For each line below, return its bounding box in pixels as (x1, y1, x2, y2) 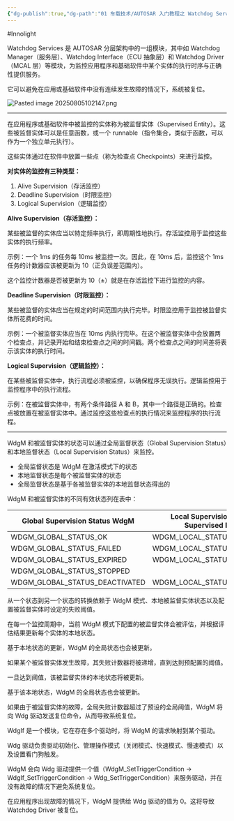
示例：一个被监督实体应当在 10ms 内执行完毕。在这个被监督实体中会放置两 (7, 329, 221, 337)
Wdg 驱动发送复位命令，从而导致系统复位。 (15, 711, 141, 720)
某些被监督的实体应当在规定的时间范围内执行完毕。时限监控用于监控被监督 (7, 305, 221, 314)
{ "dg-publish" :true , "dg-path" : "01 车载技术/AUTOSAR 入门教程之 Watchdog (7, 10, 214, 17)
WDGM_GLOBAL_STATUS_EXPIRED (10, 554, 127, 564)
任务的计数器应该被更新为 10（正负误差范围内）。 (7, 261, 147, 269)
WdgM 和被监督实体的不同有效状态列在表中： (7, 494, 138, 503)
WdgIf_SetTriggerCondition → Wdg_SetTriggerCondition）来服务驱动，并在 (7, 773, 223, 782)
